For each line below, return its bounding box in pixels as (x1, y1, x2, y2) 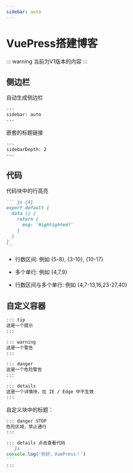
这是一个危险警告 (6, 366, 43, 373)
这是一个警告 (6, 344, 34, 351)
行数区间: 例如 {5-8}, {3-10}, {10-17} (14, 256, 104, 263)
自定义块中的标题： (6, 406, 54, 413)
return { (17, 216, 39, 223)
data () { (11, 211, 36, 217)
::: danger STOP (6, 418, 47, 424)
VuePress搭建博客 (6, 37, 98, 50)
